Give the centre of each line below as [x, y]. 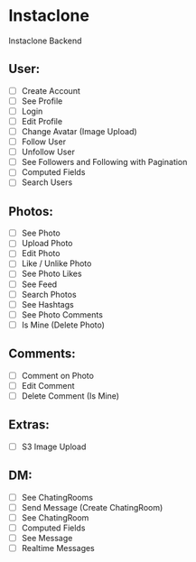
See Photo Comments [62, 314]
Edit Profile [42, 121]
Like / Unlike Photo [56, 263]
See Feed [39, 284]
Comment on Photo [57, 375]
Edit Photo [41, 253]
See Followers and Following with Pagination [104, 162]
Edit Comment [48, 385]
